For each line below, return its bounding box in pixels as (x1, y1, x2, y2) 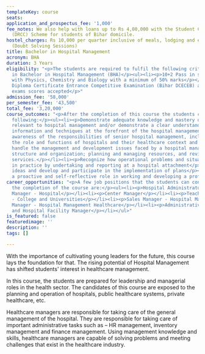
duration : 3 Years (6, 60, 53, 66)
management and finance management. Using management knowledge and (6, 328, 197, 335)
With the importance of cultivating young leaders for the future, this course (6, 252, 195, 259)
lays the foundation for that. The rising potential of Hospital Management (6, 259, 189, 266)
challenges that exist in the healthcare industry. (6, 341, 126, 348)
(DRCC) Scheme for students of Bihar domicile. (12, 32, 135, 38)
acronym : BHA (6, 54, 40, 60)
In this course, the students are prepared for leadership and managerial (6, 277, 186, 284)
